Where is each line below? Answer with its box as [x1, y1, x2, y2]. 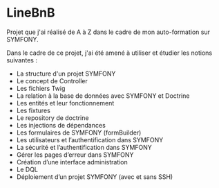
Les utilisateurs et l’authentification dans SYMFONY [16, 135, 164, 144]
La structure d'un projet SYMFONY [16, 69, 116, 78]
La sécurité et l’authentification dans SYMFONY [16, 143, 153, 151]
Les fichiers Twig [16, 84, 66, 92]
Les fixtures [16, 106, 51, 114]
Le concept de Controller [16, 76, 88, 85]
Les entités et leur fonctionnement [16, 99, 115, 107]
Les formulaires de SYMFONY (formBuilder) [16, 128, 142, 137]
